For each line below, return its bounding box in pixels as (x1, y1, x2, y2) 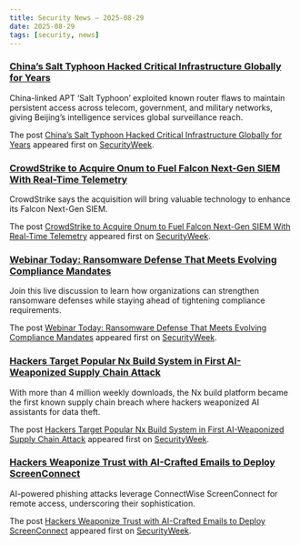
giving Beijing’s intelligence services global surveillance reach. (9, 111, 244, 123)
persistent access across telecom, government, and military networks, (9, 102, 273, 113)
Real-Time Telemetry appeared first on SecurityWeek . (9, 230, 211, 241)
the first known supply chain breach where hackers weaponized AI (9, 397, 260, 408)
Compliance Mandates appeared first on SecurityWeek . (9, 332, 217, 343)
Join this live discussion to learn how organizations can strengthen (9, 286, 259, 297)
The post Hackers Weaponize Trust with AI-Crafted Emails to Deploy (9, 515, 266, 526)
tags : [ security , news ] (9, 30, 100, 39)
